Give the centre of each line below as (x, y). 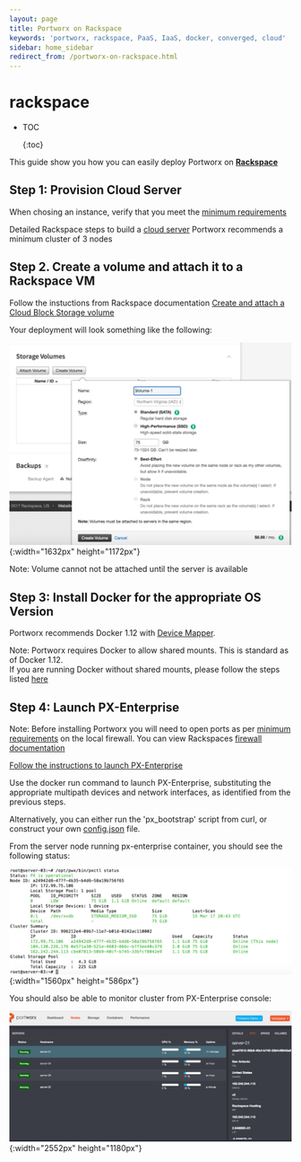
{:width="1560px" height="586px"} (74, 981)
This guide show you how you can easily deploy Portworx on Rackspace (144, 163)
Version (31, 611)
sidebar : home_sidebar (52, 48)
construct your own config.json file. (75, 829)
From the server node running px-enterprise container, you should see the (146, 846)
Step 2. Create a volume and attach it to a (126, 267)
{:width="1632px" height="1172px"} (75, 551)
